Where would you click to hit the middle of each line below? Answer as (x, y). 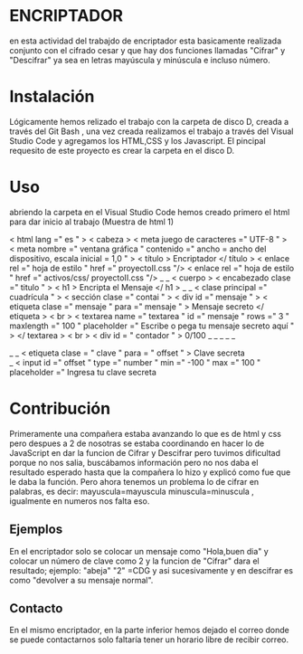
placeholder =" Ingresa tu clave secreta (83, 372)
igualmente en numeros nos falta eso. (80, 501)
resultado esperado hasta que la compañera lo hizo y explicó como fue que (150, 472)
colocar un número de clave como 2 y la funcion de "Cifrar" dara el (134, 561)
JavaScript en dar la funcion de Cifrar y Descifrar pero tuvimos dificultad (145, 452)
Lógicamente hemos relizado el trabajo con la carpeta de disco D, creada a (149, 121)
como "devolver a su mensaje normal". (81, 580)
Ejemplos (36, 530)
